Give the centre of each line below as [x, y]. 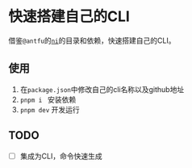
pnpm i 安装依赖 [48, 99]
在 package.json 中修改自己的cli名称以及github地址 [102, 89]
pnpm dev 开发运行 [50, 109]
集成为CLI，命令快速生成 [61, 156]
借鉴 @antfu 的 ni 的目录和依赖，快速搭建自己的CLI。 [92, 40]
